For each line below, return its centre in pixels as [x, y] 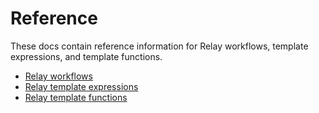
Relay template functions [76, 97]
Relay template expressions [81, 86]
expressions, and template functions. [86, 56]
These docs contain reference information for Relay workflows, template [159, 46]
